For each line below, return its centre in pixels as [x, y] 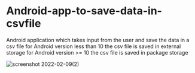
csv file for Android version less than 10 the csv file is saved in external [94, 46]
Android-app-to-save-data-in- [84, 11]
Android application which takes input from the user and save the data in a [98, 40]
